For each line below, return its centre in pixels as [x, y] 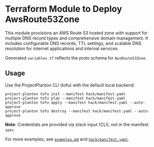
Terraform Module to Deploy [64, 9]
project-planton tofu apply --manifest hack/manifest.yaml [66, 103]
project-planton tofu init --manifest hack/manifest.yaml [65, 94]
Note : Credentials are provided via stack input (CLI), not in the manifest [77, 124]
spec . [10, 129]
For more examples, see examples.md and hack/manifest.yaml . [67, 139]
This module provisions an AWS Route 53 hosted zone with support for [77, 33]
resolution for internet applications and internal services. [62, 48]
